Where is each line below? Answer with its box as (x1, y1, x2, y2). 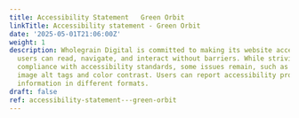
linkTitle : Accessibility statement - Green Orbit (9, 21, 201, 30)
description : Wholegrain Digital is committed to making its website (9, 46, 273, 55)
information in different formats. (17, 79, 149, 88)
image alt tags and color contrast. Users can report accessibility (17, 71, 277, 80)
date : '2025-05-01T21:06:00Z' (9, 29, 122, 38)
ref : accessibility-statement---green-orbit (9, 95, 177, 105)
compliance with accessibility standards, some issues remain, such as (17, 63, 289, 72)
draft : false (9, 87, 58, 96)
